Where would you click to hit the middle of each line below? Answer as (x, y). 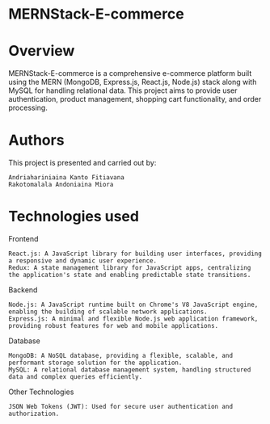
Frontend (23, 239)
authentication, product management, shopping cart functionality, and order (135, 99)
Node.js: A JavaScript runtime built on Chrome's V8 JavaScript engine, (133, 304)
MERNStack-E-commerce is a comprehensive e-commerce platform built (130, 73)
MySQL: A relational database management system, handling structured (130, 370)
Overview (42, 51)
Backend (23, 290)
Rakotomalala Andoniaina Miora (61, 185)
